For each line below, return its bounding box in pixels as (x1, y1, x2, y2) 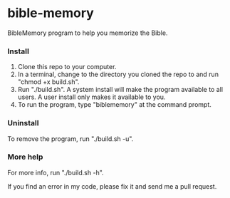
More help (7, 152, 43, 162)
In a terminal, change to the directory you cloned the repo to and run (17, 70, 219, 79)
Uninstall (7, 118, 39, 128)
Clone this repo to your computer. (17, 63, 117, 71)
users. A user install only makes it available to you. (17, 93, 166, 101)
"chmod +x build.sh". (17, 78, 80, 86)
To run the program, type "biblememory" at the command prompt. (17, 100, 212, 109)
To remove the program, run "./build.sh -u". (7, 134, 134, 143)
